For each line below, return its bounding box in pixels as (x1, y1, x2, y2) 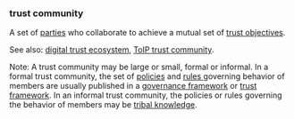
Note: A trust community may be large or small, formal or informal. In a (9, 61, 269, 73)
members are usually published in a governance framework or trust (9, 81, 257, 91)
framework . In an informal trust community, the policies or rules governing (9, 90, 283, 100)
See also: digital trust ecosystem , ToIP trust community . (9, 44, 214, 55)
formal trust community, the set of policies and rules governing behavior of (9, 71, 285, 82)
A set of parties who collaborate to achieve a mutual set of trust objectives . (9, 28, 286, 38)
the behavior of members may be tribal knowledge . (9, 99, 198, 110)
